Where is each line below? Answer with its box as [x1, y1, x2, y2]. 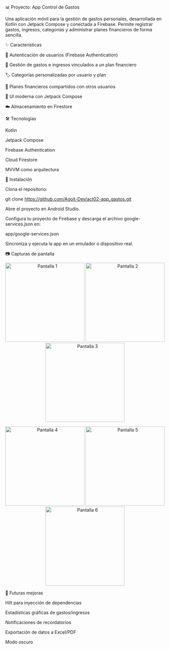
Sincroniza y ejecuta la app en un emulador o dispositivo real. [5, 241, 134, 247]
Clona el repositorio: [5, 186, 48, 192]
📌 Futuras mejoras [5, 590, 44, 596]
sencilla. [5, 32, 23, 38]
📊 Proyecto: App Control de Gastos [5, 4, 80, 10]
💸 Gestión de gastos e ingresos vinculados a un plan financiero [5, 62, 137, 67]
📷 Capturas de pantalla [5, 251, 55, 257]
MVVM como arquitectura [5, 167, 59, 172]
